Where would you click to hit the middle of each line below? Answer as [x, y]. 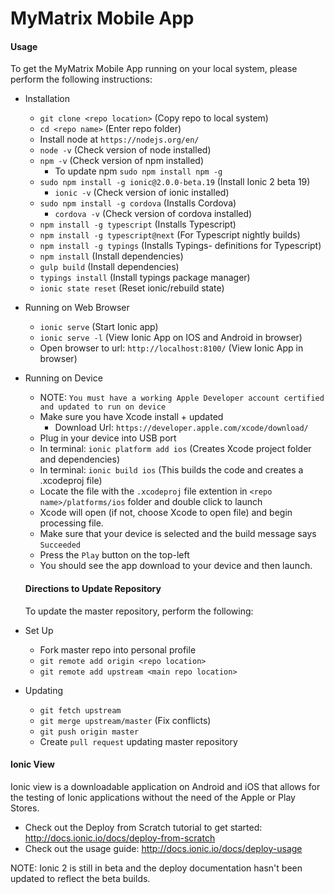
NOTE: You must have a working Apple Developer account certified [182, 398]
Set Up [39, 630]
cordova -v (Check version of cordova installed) [153, 214]
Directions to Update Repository [93, 588]
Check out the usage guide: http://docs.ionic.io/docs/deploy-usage [163, 848]
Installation [47, 99]
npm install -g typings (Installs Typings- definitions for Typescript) [180, 246]
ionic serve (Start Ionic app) [99, 327]
